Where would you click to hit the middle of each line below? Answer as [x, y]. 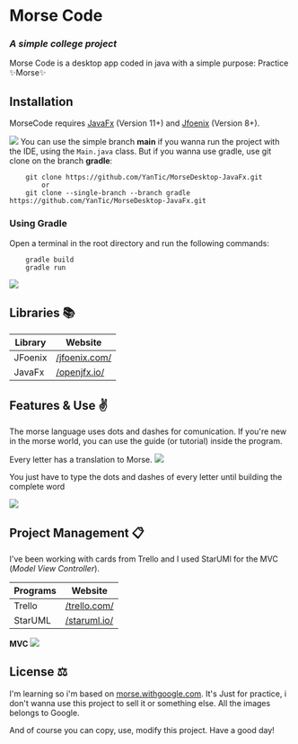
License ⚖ [39, 672]
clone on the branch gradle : [61, 161]
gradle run [46, 267]
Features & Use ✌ [59, 405]
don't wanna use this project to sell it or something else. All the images [140, 703]
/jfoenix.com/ [83, 358]
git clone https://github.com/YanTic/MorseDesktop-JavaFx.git [144, 177]
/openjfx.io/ [80, 372]
